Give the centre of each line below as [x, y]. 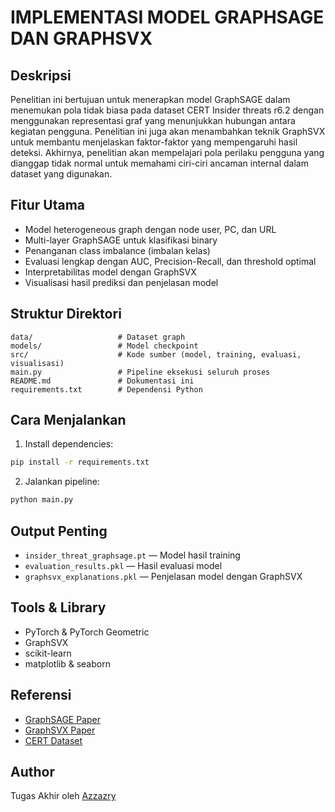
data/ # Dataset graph [98, 337]
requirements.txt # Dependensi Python [106, 389]
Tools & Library [58, 607]
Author [32, 772]
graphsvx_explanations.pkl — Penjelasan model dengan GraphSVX [163, 576]
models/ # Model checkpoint [104, 346]
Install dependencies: [69, 444]
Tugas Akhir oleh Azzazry [63, 796]
